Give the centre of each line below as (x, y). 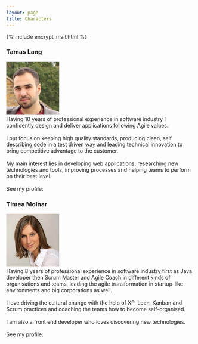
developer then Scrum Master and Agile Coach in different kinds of (89, 278)
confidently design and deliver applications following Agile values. (87, 125)
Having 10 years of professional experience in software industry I (86, 119)
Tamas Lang (24, 52)
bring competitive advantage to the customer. (62, 151)
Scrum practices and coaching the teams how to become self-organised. (96, 309)
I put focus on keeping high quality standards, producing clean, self (89, 138)
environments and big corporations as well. (59, 290)
